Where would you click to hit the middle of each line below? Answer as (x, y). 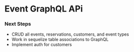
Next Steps (18, 24)
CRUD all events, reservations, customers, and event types (70, 34)
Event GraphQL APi (44, 9)
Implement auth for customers (42, 45)
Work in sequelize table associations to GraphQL (60, 39)
